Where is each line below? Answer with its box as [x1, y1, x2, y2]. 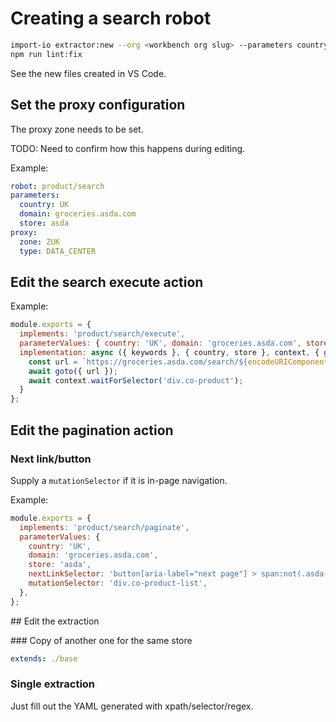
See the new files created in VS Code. [10, 67, 167, 79]
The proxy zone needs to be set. [10, 123, 144, 135]
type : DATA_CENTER [19, 246, 97, 256]
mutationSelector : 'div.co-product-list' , [28, 578, 208, 588]
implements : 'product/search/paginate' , [19, 522, 190, 532]
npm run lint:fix [10, 49, 83, 59]
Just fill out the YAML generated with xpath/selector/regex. [10, 700, 254, 712]
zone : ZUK [19, 237, 60, 247]
